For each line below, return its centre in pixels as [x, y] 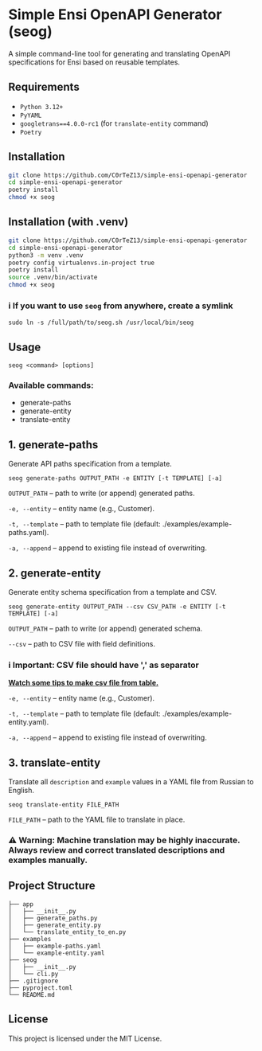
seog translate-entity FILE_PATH [64, 805]
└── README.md [32, 994]
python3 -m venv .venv [46, 255]
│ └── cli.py [33, 974]
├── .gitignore [33, 981]
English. [21, 791]
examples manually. [48, 860]
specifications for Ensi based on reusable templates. [94, 62]
